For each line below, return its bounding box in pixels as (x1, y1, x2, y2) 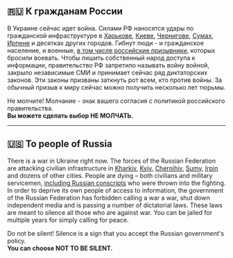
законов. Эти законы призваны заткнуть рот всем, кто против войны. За (7, 76, 223, 84)
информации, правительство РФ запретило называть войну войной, (7, 61, 210, 69)
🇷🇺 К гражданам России (7, 6, 123, 17)
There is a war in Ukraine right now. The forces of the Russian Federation (7, 156, 216, 165)
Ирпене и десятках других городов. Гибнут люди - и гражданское (7, 38, 205, 47)
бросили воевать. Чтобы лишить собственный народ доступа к (7, 54, 196, 62)
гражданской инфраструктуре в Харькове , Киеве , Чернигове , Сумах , (7, 31, 214, 40)
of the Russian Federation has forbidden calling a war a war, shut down (7, 193, 210, 202)
